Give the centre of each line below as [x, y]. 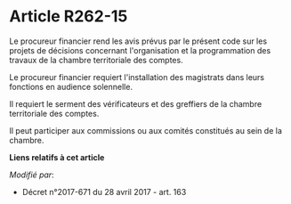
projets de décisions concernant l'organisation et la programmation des [140, 50]
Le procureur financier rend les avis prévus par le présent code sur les [138, 41]
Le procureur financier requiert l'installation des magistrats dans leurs [137, 77]
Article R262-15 [69, 16]
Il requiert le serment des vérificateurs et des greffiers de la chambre [136, 103]
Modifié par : [32, 175]
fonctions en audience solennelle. [71, 86]
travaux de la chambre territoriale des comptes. [97, 60]
